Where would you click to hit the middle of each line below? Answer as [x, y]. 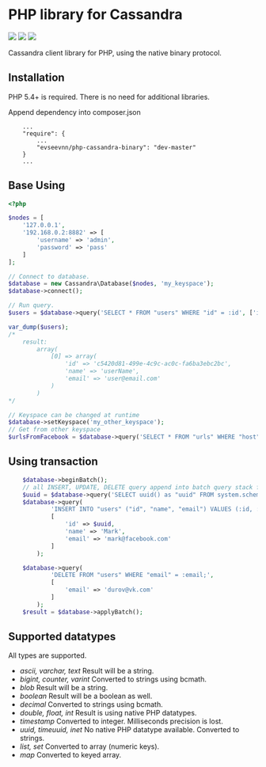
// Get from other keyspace [55, 430]
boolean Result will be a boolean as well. [86, 696]
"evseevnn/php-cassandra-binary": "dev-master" [116, 147]
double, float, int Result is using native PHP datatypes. [108, 713]
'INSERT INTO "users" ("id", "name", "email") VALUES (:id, [152, 509]
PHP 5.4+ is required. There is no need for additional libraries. [109, 97]
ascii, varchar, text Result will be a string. [87, 671]
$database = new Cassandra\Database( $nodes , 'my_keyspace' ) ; [111, 284]
